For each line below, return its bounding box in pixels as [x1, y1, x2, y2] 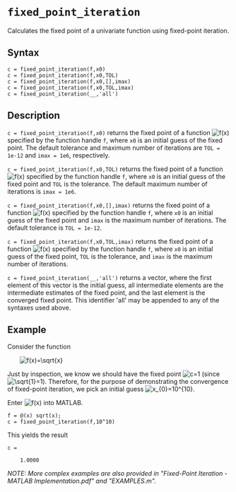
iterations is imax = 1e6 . [7, 187, 76, 196]
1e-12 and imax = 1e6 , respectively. [7, 151, 110, 159]
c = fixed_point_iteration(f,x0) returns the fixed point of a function [7, 128, 211, 136]
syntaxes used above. [7, 303, 71, 312]
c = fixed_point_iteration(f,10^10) [7, 418, 115, 426]
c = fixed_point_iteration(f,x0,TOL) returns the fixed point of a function [7, 165, 224, 173]
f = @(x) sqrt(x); [7, 412, 61, 419]
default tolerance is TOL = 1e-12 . [7, 223, 102, 232]
